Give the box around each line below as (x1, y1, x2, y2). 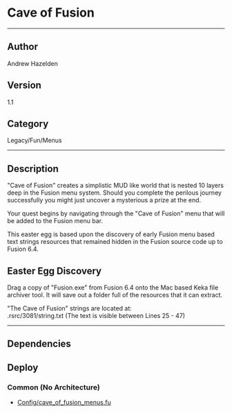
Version (7, 80, 41, 91)
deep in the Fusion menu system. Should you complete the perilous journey (7, 188, 222, 197)
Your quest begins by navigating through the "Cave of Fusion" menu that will (7, 209, 225, 218)
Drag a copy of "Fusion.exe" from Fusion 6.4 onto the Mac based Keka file (7, 283, 219, 292)
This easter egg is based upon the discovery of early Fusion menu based (7, 230, 215, 238)
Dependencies (7, 338, 71, 350)
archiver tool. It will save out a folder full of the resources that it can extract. (7, 291, 223, 299)
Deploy (7, 362, 39, 374)
